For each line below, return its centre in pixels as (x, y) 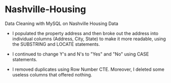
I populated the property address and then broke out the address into (85, 33)
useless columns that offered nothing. (52, 74)
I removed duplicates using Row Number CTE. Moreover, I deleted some (88, 69)
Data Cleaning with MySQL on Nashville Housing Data (62, 23)
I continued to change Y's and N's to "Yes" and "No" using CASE (80, 54)
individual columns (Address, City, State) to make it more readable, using (89, 39)
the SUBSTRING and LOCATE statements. (56, 44)
